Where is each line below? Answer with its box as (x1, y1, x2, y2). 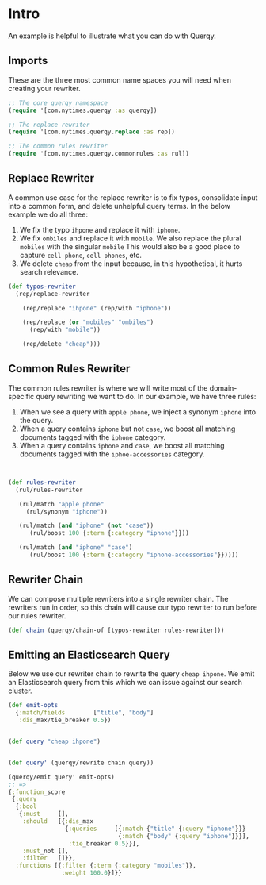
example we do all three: (8, 210, 89, 219)
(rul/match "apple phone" (18, 500, 104, 508)
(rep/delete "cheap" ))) (22, 341, 101, 348)
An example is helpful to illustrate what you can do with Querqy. (8, 31, 216, 40)
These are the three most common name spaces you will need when (8, 75, 232, 84)
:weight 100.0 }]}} (61, 869, 123, 877)
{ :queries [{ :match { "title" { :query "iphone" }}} (64, 825, 246, 833)
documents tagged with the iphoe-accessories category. (19, 449, 205, 459)
